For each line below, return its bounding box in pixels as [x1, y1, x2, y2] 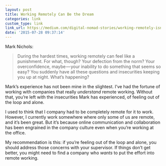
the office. [5, 130, 26, 135]
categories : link [5, 16, 41, 21]
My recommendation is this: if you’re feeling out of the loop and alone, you [5, 139, 157, 145]
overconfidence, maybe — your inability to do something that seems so [17, 64, 161, 69]
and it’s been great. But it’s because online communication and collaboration [5, 119, 161, 125]
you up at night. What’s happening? [17, 74, 89, 80]
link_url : [5, 26, 26, 31]
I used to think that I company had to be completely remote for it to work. [5, 109, 154, 115]
